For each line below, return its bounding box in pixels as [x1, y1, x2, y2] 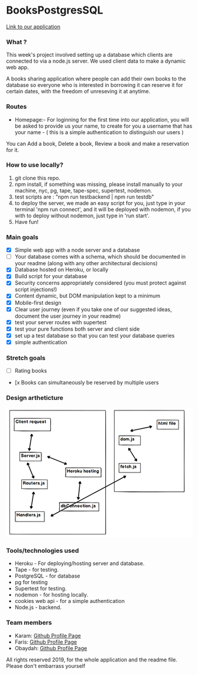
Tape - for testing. [14, 566, 59, 573]
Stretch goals [6, 354, 46, 362]
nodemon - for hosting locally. [14, 591, 89, 598]
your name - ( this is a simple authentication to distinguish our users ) [14, 128, 184, 136]
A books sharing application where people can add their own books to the [6, 75, 186, 83]
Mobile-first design [14, 299, 61, 306]
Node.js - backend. [14, 604, 62, 611]
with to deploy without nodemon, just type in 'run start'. [14, 212, 150, 219]
